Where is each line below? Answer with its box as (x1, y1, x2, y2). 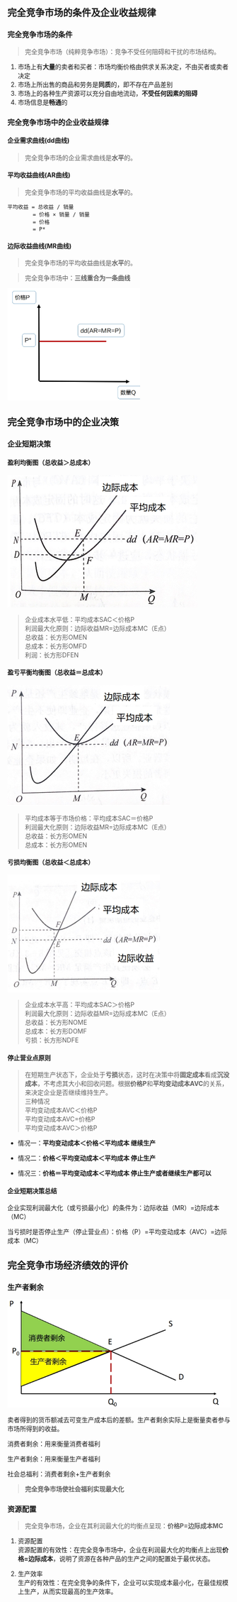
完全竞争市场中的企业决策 (7, 416, 119, 428)
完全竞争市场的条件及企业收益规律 (7, 6, 156, 19)
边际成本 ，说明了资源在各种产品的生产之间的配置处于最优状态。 (28, 1554, 214, 1563)
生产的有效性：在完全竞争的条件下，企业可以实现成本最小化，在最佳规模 (17, 1579, 229, 1587)
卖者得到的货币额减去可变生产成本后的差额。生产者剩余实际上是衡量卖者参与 (7, 1415, 231, 1425)
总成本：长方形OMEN (24, 840, 88, 849)
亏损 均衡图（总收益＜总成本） (7, 858, 94, 867)
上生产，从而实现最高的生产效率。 (17, 1587, 117, 1596)
